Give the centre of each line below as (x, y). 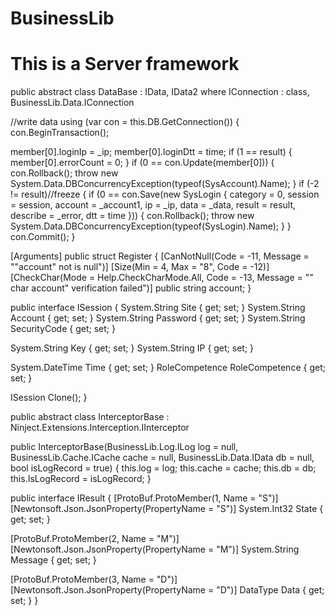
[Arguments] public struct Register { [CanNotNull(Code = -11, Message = (160, 256)
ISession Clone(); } (49, 398)
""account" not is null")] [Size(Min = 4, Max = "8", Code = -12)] (140, 267)
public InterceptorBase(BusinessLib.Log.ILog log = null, (124, 447)
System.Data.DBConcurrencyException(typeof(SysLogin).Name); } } (151, 226)
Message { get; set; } (53, 560)
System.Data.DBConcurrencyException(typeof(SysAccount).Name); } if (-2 (165, 184)
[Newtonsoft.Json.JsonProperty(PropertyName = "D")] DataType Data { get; (167, 590)
